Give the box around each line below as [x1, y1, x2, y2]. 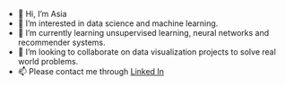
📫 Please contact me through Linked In [17, 66, 164, 76]
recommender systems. [17, 37, 106, 47]
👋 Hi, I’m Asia [17, 9, 67, 19]
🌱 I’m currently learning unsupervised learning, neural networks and [17, 28, 270, 38]
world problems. [17, 56, 79, 66]
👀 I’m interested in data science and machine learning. [17, 18, 219, 29]
